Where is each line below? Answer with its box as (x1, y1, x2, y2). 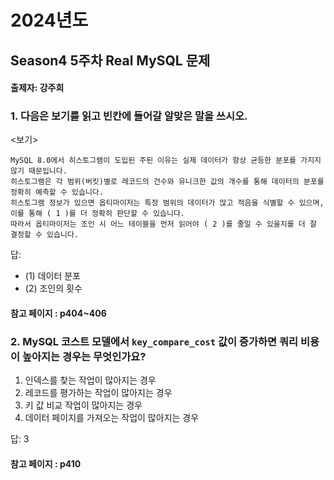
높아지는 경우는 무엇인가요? (21, 349, 147, 363)
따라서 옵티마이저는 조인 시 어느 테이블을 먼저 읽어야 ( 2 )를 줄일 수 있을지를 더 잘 (10, 219, 317, 230)
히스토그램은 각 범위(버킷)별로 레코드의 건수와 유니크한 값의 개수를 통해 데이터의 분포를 (10, 177, 325, 187)
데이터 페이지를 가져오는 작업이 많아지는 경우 (24, 412, 200, 424)
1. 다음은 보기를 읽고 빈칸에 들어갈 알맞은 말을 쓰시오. (10, 109, 248, 123)
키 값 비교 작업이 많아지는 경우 (24, 399, 143, 411)
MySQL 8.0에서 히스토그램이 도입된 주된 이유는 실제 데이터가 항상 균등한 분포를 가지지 (10, 156, 322, 166)
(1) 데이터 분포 (24, 270, 81, 282)
